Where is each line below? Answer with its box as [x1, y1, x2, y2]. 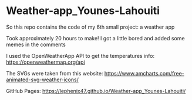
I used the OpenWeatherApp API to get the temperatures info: [6, 52, 154, 59]
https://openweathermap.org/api [6, 58, 85, 65]
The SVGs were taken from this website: [6, 70, 103, 77]
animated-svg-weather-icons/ [6, 76, 79, 83]
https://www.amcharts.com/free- [104, 70, 185, 77]
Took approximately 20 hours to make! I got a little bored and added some [6, 35, 185, 42]
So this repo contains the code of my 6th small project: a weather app [6, 23, 175, 30]
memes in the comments [6, 41, 66, 48]
